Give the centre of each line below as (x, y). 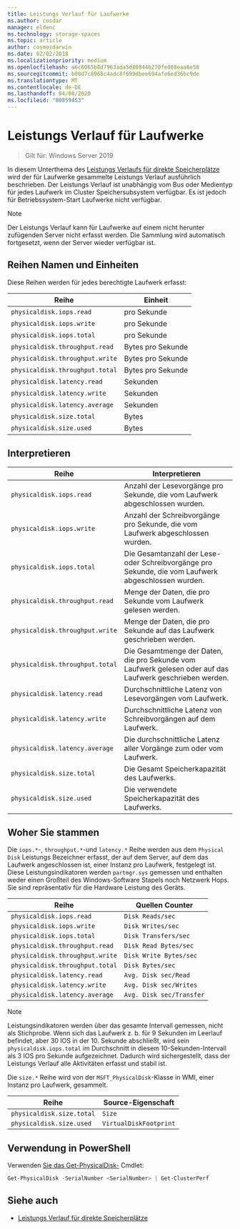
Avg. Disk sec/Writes (161, 985)
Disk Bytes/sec (150, 966)
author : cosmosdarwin (40, 47)
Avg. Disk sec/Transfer (164, 995)
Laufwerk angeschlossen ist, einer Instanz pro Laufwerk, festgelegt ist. (112, 865)
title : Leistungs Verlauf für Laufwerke (69, 14)
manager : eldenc (31, 27)
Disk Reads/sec (150, 916)
